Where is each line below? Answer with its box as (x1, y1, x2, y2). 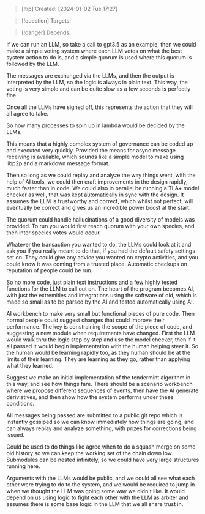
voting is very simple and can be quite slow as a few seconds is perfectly (6, 85, 191, 92)
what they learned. (6, 362, 54, 369)
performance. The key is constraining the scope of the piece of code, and (6, 323, 193, 330)
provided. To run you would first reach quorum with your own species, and (6, 223, 195, 229)
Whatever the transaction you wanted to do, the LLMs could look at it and (6, 241, 192, 248)
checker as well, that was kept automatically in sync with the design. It (6, 191, 184, 198)
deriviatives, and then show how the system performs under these (6, 393, 174, 400)
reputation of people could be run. (6, 267, 93, 274)
